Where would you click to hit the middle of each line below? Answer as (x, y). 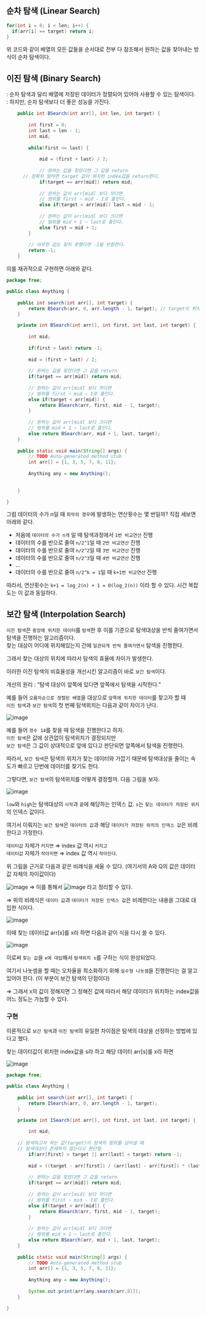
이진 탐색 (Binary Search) (54, 78)
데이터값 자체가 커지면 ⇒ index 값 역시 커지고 (57, 846)
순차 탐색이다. (34, 57)
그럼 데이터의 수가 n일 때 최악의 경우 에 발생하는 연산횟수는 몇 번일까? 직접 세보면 (101, 514)
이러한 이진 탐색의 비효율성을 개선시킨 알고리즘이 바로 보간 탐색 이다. (86, 671)
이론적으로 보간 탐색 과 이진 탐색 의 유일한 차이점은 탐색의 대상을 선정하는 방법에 (99, 1031)
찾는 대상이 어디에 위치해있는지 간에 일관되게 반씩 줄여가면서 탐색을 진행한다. (95, 646)
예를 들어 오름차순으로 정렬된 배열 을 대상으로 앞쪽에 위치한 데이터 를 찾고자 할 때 (96, 698)
